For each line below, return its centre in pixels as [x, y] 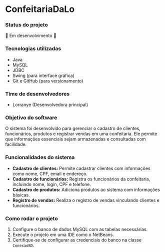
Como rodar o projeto [32, 218]
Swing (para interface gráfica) [43, 75]
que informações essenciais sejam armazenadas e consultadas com [75, 139]
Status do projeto [27, 25]
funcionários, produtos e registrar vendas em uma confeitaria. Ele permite [81, 134]
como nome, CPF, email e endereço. [50, 173]
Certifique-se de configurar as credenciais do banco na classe [77, 240]
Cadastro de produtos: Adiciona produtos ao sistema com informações [86, 189]
